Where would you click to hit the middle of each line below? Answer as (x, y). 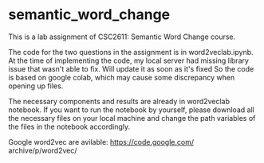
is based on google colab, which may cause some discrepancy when (122, 77)
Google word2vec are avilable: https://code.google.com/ (101, 142)
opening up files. (36, 86)
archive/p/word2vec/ (43, 150)
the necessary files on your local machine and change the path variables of (132, 118)
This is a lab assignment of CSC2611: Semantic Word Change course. (122, 37)
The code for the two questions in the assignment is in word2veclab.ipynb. (131, 52)
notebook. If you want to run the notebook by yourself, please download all (132, 110)
